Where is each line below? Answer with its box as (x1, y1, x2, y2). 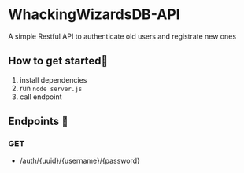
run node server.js (19, 83, 83, 93)
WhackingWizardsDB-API (8, 6, 180, 24)
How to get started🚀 (8, 54, 109, 68)
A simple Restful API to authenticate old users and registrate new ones (8, 31, 237, 41)
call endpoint (19, 92, 62, 101)
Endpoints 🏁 (8, 115, 69, 128)
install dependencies (19, 75, 87, 84)
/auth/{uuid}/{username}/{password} (19, 156, 140, 166)
